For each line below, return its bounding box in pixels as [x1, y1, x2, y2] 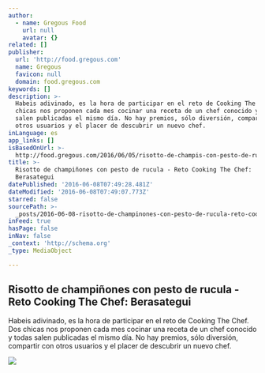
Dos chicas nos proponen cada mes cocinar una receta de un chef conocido [8, 325, 257, 334]
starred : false [8, 195, 58, 203]
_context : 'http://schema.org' [8, 239, 111, 247]
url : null [22, 26, 55, 34]
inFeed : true [8, 217, 51, 225]
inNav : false [8, 232, 51, 240]
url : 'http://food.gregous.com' [15, 56, 122, 64]
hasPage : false [8, 224, 58, 233]
